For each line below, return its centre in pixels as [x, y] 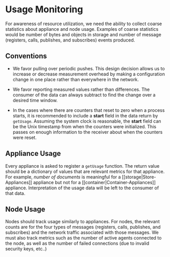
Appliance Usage [33, 154]
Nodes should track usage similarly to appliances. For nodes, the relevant [82, 222]
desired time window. [35, 100]
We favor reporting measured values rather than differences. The [81, 89]
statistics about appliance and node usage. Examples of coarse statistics [82, 29]
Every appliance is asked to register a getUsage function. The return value [82, 166]
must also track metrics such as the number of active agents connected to [83, 238]
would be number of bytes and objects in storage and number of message [83, 34]
